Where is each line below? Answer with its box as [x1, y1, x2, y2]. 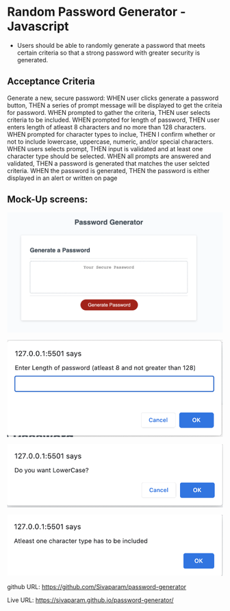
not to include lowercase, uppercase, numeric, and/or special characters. [7, 138, 214, 146]
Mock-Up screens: [7, 194, 88, 205]
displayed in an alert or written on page [7, 174, 118, 182]
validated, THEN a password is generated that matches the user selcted [7, 159, 210, 168]
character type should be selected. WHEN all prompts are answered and [7, 152, 212, 160]
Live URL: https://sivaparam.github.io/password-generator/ [7, 596, 174, 604]
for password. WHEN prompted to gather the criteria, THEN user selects [7, 108, 211, 116]
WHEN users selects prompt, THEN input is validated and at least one [7, 144, 203, 153]
